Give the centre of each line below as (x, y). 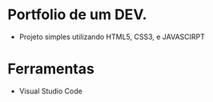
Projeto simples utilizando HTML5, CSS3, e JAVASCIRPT (112, 37)
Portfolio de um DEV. (77, 15)
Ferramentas (51, 69)
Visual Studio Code (51, 91)
